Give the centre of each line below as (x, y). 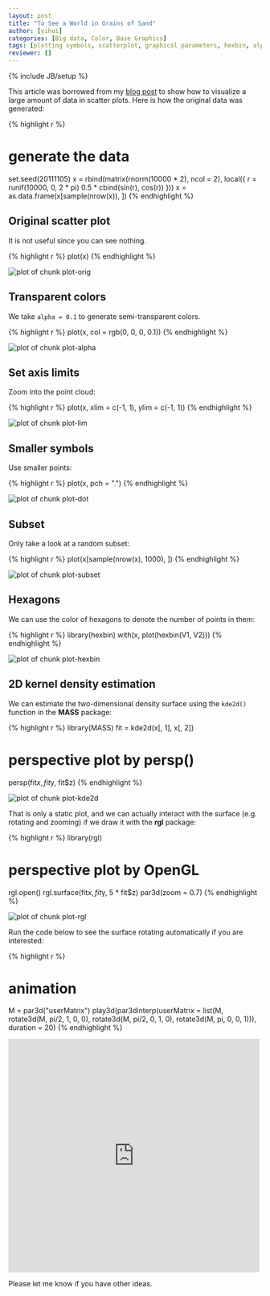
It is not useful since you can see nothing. (78, 240)
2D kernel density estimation (82, 684)
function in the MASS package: (60, 712)
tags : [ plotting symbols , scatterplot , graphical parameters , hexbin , (129, 46)
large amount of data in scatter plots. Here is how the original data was (125, 100)
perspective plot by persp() (101, 760)
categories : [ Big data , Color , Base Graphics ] (88, 38)
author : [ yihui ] (35, 31)
